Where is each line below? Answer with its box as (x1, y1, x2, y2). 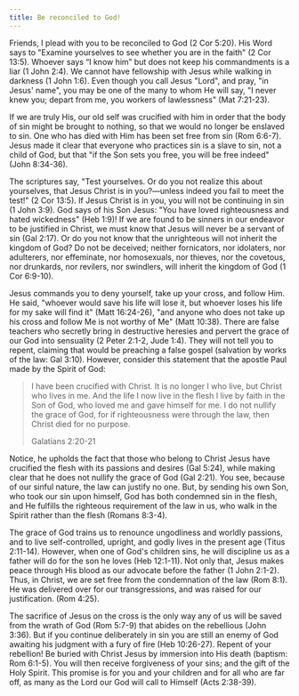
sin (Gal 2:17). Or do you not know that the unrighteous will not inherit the (9, 232, 278, 243)
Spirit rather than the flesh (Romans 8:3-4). (9, 509, 167, 521)
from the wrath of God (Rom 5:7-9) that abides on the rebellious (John (9, 619, 267, 630)
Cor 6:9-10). (9, 271, 54, 281)
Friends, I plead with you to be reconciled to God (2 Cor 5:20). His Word (9, 37, 273, 48)
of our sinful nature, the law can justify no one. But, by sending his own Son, (9, 482, 289, 492)
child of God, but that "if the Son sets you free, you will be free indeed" (9, 149, 270, 160)
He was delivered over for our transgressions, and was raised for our (9, 584, 263, 595)
